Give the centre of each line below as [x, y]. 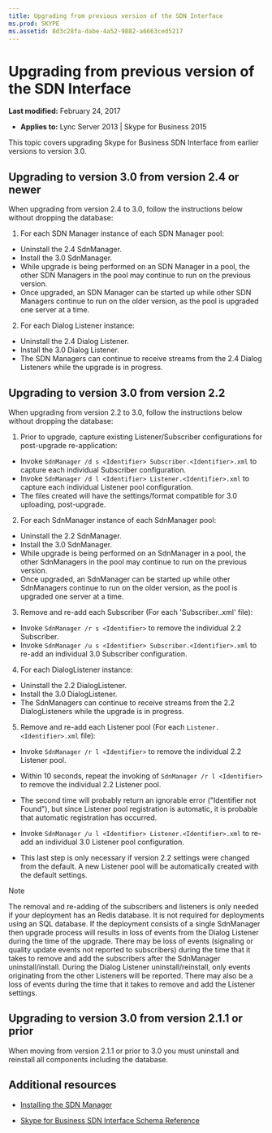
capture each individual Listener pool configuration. [106, 487]
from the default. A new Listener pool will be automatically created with [139, 866]
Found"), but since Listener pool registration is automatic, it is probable [139, 808]
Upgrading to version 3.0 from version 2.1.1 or [126, 1019]
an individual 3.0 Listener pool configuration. [110, 842]
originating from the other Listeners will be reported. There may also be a [131, 975]
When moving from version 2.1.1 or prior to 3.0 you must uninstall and [124, 1051]
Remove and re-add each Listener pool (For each [102, 727]
